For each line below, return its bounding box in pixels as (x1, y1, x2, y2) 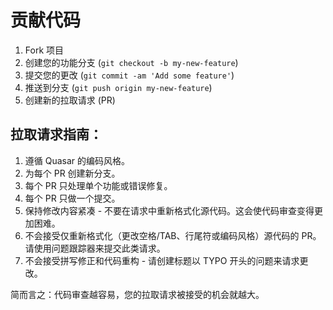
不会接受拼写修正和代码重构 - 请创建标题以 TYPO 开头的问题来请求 (24, 254, 300, 266)
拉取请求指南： (10, 126, 103, 143)
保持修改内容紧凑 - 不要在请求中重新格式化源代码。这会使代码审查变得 (24, 204, 315, 216)
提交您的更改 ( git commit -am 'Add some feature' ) (24, 69, 235, 81)
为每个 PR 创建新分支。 (24, 167, 121, 179)
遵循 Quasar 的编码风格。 (24, 154, 131, 166)
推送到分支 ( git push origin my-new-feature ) (24, 81, 213, 93)
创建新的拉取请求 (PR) (24, 94, 116, 106)
